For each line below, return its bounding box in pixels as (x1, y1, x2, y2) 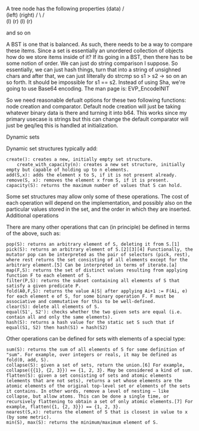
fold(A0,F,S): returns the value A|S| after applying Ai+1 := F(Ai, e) (6, 288, 188, 294)
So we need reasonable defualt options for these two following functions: (6, 96, 186, 104)
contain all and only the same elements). (6, 314, 113, 320)
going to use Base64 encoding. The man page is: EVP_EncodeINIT (6, 85, 170, 92)
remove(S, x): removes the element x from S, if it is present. (6, 177, 169, 183)
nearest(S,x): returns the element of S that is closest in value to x (6, 409, 188, 415)
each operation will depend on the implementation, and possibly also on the (6, 199, 192, 206)
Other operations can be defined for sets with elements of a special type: (6, 335, 186, 342)
